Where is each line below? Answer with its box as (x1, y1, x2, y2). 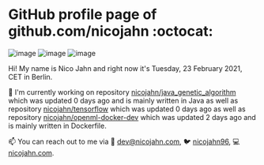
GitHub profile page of (8, 6, 157, 24)
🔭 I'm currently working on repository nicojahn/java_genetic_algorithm (8, 87, 236, 96)
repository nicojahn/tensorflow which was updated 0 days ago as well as (8, 104, 247, 114)
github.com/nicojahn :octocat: (8, 22, 213, 40)
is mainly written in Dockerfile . (8, 121, 107, 130)
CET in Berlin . (8, 72, 53, 81)
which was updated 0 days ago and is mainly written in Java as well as (8, 96, 239, 105)
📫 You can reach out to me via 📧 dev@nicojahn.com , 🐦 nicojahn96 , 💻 (8, 137, 240, 146)
